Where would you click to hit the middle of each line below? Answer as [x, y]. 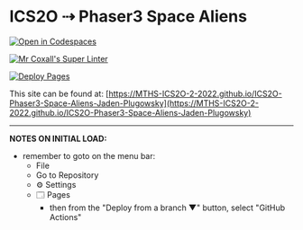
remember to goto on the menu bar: [89, 155]
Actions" [65, 217]
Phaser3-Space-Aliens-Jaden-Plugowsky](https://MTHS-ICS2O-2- [134, 103]
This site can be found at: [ [59, 93]
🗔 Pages [53, 194]
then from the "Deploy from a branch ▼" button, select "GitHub [167, 208]
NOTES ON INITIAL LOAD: [58, 138]
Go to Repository [67, 175]
